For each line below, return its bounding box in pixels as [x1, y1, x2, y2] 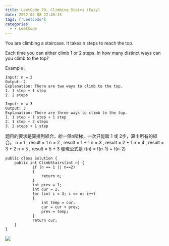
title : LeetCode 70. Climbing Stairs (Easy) [5, 7, 100, 13]
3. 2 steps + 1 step [5, 124, 49, 129]
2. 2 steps [5, 93, 28, 98]
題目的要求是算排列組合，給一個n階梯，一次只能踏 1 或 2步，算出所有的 [5, 133, 153, 139]
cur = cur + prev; [41, 204, 80, 210]
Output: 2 [5, 79, 26, 85]
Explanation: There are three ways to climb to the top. [5, 110, 128, 115]
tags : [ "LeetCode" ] [5, 17, 46, 22]
